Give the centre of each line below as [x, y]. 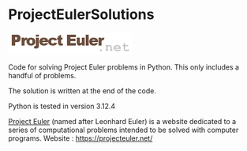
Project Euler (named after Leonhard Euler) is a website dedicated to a [122, 121]
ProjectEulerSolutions [81, 15]
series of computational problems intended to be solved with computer [123, 130]
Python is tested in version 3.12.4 [62, 106]
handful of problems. [42, 75]
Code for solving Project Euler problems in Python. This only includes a [123, 67]
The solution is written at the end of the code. [82, 91]
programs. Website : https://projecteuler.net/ [80, 138]
